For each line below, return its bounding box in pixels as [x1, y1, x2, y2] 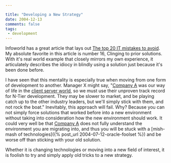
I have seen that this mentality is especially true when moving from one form [5, 77, 166, 83]
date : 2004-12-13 [5, 16, 42, 22]
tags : [5, 26, 17, 31]
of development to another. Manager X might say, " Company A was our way [5, 83, 165, 89]
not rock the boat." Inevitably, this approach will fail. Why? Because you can [5, 104, 165, 110]
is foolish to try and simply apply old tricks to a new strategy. [5, 152, 133, 158]
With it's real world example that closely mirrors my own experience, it [5, 56, 153, 62]
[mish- [151, 126, 165, 132]
